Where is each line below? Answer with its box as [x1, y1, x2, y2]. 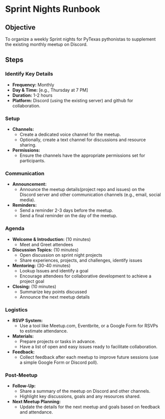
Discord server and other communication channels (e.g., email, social [19, 191, 161, 198]
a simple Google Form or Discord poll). [19, 359, 98, 365]
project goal [19, 278, 44, 284]
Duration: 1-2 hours [12, 92, 53, 98]
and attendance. [19, 409, 53, 415]
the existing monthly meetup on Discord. [5, 41, 88, 47]
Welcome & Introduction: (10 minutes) [12, 236, 91, 242]
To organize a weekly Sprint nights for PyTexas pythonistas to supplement [5, 36, 156, 42]
